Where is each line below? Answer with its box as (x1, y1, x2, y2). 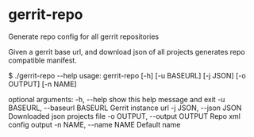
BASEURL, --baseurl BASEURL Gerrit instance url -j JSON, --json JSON (8, 103, 242, 112)
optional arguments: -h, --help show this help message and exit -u (8, 94, 225, 104)
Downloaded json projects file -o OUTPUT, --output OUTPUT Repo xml (8, 111, 241, 120)
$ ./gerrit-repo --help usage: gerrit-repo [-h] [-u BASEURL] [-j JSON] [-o (8, 70, 246, 80)
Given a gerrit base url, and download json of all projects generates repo (8, 47, 245, 56)
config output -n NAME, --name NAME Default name (8, 120, 181, 129)
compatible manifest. (8, 55, 77, 65)
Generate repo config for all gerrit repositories (8, 32, 160, 41)
